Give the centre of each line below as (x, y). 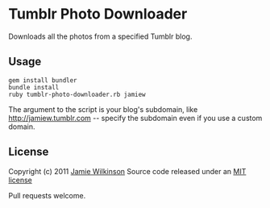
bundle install (34, 87)
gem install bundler (43, 80)
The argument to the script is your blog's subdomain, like (103, 109)
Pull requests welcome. (47, 195)
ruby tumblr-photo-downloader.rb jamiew (77, 94)
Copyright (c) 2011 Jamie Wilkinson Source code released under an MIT (127, 171)
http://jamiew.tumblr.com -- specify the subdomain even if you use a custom (135, 118)
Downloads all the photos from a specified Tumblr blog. (100, 36)
